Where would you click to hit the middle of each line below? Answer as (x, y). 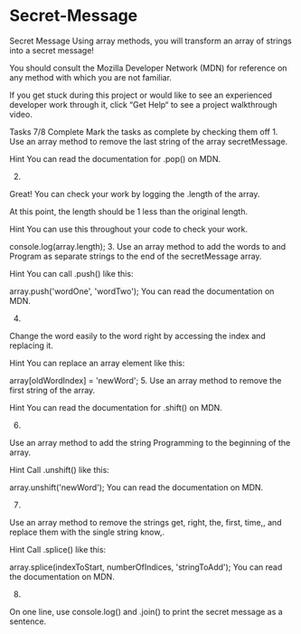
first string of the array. (52, 390)
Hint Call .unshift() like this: (60, 469)
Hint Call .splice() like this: (58, 549)
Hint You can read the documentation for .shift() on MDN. (116, 407)
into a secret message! (52, 50)
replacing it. (32, 345)
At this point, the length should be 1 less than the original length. (129, 211)
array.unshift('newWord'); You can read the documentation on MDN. (136, 487)
